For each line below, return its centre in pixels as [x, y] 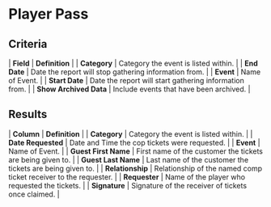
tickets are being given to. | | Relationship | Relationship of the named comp [135, 168]
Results [28, 114]
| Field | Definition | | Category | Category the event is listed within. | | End [133, 63]
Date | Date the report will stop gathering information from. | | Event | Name [135, 72]
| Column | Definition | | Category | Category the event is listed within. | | [131, 133]
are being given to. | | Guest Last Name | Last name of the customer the [129, 159]
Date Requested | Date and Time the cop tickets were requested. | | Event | [134, 142]
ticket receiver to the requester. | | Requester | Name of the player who [127, 177]
